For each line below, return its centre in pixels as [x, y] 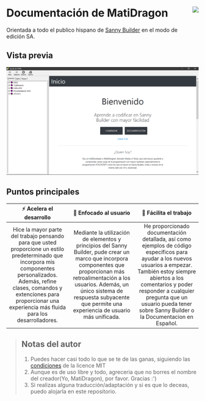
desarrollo [37, 218]
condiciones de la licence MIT [68, 365]
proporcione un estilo [38, 249]
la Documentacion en [167, 317]
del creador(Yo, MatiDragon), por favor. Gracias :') [93, 378]
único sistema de [102, 291]
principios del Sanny [102, 246]
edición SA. [21, 36]
